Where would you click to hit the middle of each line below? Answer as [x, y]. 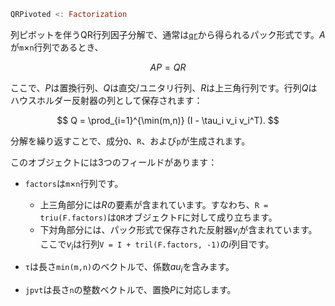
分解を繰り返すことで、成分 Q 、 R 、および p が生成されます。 [130, 141]
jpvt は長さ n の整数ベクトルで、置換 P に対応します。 [130, 290]
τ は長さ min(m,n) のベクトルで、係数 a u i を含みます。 [129, 268]
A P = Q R [168, 67]
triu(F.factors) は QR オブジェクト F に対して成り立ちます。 [158, 217]
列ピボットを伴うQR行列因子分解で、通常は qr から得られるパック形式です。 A [168, 34]
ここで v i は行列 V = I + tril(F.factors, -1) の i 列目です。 [157, 245]
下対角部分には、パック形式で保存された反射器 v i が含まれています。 [178, 230]
